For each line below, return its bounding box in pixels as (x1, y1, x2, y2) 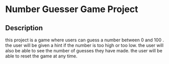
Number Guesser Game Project (5, 4, 139, 15)
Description (5, 24, 43, 32)
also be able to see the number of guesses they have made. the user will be (5, 48, 162, 53)
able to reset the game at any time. (5, 53, 78, 59)
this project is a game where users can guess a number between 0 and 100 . (5, 37, 164, 43)
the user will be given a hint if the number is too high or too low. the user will (5, 42, 164, 48)
